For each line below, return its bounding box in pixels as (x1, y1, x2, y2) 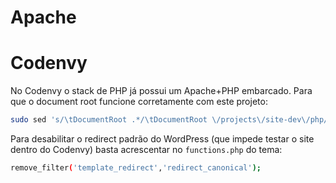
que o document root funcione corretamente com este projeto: (10, 96, 268, 108)
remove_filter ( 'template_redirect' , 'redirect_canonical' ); (10, 163, 262, 173)
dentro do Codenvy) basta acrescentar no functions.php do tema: (10, 144, 283, 155)
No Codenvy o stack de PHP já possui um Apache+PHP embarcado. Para (10, 85, 313, 97)
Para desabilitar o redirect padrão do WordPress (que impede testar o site (10, 133, 315, 145)
